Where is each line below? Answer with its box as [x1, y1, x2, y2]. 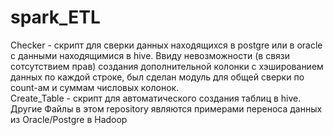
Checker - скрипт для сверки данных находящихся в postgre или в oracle [10, 39, 323, 51]
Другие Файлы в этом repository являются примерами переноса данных [10, 102, 323, 115]
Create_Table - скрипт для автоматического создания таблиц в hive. [10, 92, 302, 104]
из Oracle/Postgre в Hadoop [10, 113, 128, 125]
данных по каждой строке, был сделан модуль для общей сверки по [10, 71, 305, 83]
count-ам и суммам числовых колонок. [10, 81, 180, 93]
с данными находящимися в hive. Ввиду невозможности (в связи [10, 49, 291, 61]
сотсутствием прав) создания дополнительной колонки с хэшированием [10, 60, 324, 72]
